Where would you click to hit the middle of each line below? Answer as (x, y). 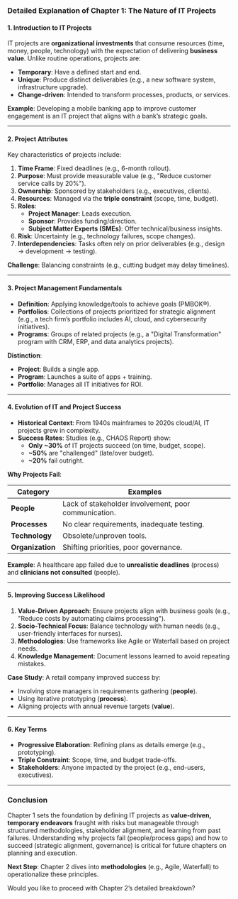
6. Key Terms (27, 729)
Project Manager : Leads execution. (80, 214)
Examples (145, 492)
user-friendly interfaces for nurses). (70, 633)
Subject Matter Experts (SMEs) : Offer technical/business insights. (125, 228)
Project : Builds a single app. (59, 369)
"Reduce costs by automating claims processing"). (91, 618)
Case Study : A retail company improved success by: (84, 677)
